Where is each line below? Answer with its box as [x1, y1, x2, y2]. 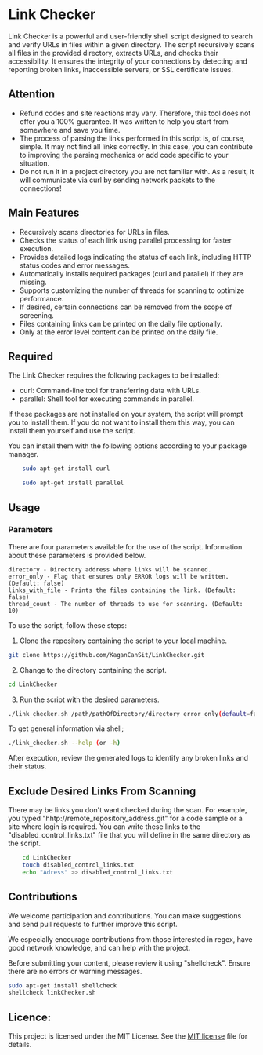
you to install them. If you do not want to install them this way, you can [8, 418, 235, 427]
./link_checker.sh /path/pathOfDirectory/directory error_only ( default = [8, 710, 250, 717]
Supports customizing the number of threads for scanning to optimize [19, 285, 245, 295]
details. [8, 1040, 32, 1050]
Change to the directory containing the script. [19, 665, 167, 674]
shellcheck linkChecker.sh [8, 989, 96, 997]
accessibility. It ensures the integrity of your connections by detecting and [8, 57, 248, 66]
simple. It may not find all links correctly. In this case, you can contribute [19, 141, 253, 151]
